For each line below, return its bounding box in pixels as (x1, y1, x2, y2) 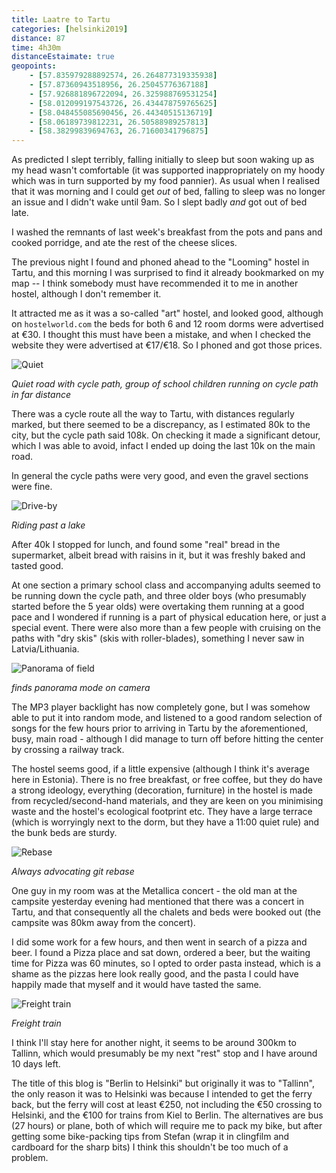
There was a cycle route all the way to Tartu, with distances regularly (11, 408, 295, 420)
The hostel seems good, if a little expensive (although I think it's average (11, 763, 310, 775)
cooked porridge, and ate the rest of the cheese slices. (11, 237, 238, 249)
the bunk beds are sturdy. (11, 827, 118, 839)
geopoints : (11, 61, 57, 71)
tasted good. (11, 560, 64, 572)
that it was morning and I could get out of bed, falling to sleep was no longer (11, 186, 326, 198)
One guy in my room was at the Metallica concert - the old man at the (11, 885, 298, 897)
